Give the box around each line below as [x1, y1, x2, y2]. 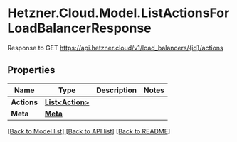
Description [95, 85, 137, 95]
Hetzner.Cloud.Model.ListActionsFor [7, 5, 230, 21]
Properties [7, 64, 56, 76]
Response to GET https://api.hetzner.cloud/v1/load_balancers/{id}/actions [7, 43, 223, 52]
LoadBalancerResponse [7, 20, 152, 36]
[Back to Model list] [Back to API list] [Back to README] [7, 126, 171, 136]
